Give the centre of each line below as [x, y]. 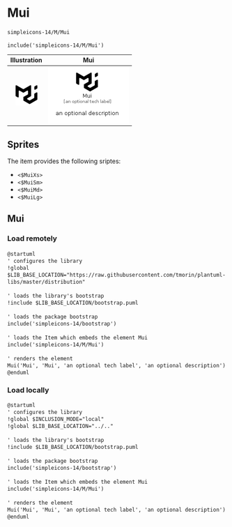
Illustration [26, 60]
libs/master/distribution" [46, 282]
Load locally [28, 390]
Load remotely [32, 238]
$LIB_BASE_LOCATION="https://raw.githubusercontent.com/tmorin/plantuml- [117, 275]
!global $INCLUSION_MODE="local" [56, 419]
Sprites [23, 144]
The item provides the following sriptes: [64, 161]
